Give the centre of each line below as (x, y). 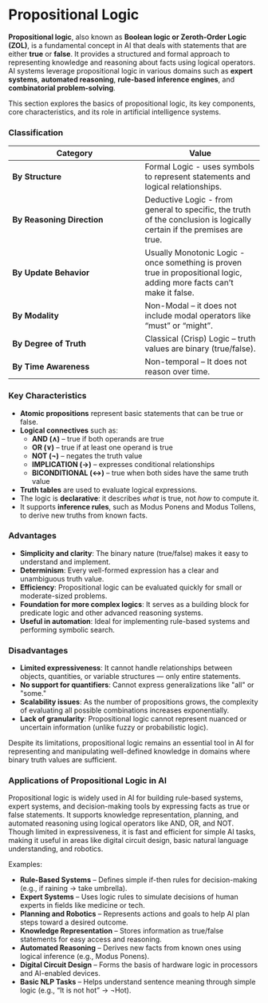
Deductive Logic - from (189, 200)
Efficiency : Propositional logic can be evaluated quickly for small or (131, 587)
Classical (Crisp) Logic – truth (200, 339)
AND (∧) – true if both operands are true (98, 438)
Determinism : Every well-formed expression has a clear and (119, 570)
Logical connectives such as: (69, 430)
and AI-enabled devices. (60, 973)
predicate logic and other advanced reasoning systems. (111, 613)
